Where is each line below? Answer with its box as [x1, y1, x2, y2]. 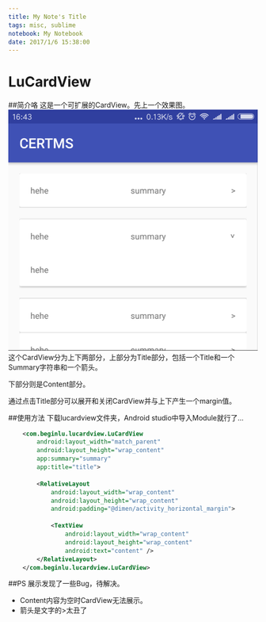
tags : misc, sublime [8, 21, 77, 29]
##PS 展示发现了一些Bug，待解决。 [8, 579, 124, 589]
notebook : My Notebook [8, 29, 83, 37]
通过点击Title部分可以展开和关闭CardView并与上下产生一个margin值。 [8, 396, 237, 405]
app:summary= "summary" [36, 455, 112, 463]
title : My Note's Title [8, 13, 87, 21]
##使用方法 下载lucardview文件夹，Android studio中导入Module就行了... [8, 413, 244, 422]
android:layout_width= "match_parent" [36, 438, 161, 446]
